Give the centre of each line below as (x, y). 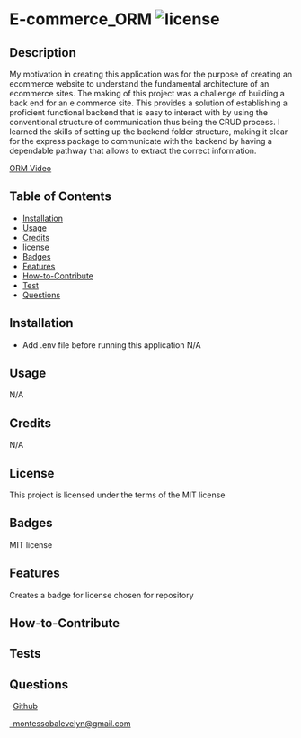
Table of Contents (61, 197)
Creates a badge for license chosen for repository (102, 595)
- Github (23, 706)
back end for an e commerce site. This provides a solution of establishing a (148, 103)
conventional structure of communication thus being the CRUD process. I (145, 122)
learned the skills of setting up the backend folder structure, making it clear (149, 132)
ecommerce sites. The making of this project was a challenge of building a (147, 93)
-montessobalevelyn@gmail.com (71, 724)
